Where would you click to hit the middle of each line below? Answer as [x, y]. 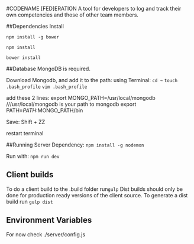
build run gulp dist [30, 201]
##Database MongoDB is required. [48, 69]
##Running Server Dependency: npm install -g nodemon [75, 145]
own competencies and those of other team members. [72, 15]
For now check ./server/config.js [46, 234]
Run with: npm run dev [33, 156]
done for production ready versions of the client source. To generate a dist [97, 195]
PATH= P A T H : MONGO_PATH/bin [45, 110]
